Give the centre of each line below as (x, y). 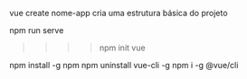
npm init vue (123, 48)
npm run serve (37, 30)
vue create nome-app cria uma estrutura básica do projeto (119, 13)
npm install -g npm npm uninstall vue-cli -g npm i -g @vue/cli (124, 65)
